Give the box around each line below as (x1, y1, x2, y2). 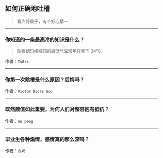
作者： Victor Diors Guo (5, 88, 53, 94)
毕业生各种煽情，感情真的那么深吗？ (5, 136, 90, 142)
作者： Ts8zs (5, 59, 29, 64)
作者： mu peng (5, 118, 33, 124)
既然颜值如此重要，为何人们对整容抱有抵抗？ (5, 106, 110, 113)
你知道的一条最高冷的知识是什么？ (5, 36, 85, 43)
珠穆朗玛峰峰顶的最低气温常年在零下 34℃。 (16, 48, 105, 54)
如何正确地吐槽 (5, 4, 50, 13)
